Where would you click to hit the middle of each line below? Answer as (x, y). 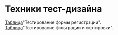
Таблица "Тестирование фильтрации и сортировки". (59, 27)
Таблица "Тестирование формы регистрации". (53, 22)
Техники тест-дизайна (54, 9)
